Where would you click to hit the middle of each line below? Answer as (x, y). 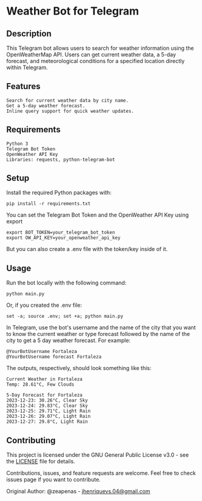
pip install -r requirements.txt (49, 204)
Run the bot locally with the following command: (66, 283)
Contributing (31, 440)
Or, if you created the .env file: (44, 305)
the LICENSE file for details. (41, 462)
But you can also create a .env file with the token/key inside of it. (87, 249)
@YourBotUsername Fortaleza (42, 352)
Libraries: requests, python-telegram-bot (61, 160)
